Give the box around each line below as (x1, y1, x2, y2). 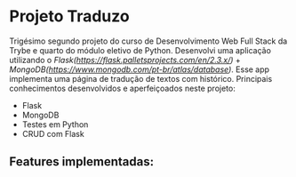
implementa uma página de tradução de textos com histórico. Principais (9, 73, 273, 84)
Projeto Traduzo (9, 6, 131, 27)
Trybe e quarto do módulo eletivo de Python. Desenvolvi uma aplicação (9, 44, 271, 55)
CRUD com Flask (21, 128, 84, 139)
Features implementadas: (9, 154, 154, 170)
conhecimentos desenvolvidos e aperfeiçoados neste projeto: (9, 83, 236, 93)
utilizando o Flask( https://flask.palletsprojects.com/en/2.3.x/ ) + (9, 54, 242, 65)
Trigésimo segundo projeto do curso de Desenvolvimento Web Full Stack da (9, 36, 288, 46)
